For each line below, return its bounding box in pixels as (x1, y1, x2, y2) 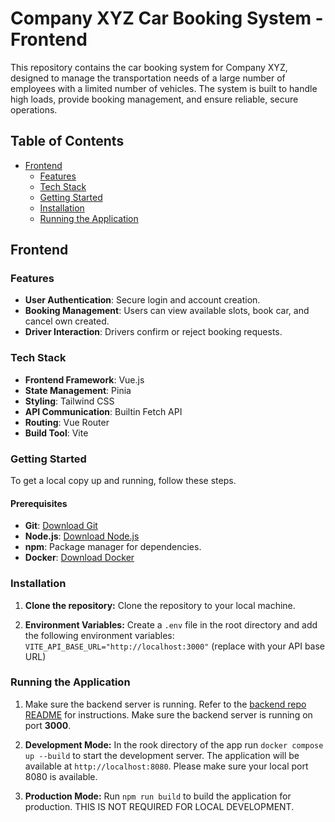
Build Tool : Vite (24, 427, 89, 439)
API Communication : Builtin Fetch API (24, 405, 183, 417)
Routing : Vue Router (24, 416, 110, 428)
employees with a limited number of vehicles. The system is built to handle (10, 82, 318, 94)
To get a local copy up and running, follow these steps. (10, 475, 237, 487)
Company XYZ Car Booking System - (10, 7, 324, 30)
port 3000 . (24, 719, 72, 731)
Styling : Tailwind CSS (24, 395, 115, 407)
